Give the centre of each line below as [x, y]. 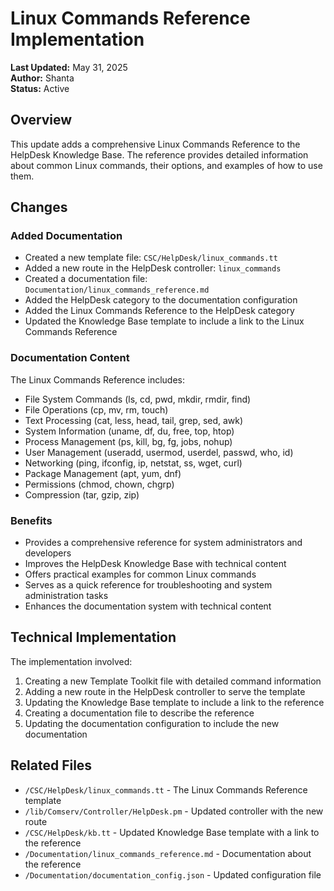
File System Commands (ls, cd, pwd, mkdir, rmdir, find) [138, 399]
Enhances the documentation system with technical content [148, 606]
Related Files [51, 765]
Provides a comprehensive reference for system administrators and [163, 543]
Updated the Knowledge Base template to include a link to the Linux [164, 321]
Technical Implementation [93, 637]
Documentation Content [70, 358]
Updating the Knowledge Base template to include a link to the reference [174, 702]
